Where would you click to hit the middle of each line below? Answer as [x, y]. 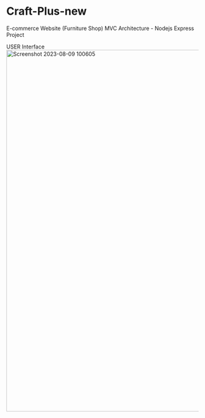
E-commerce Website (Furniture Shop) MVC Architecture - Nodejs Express [100, 28]
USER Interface [25, 47]
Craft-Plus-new [47, 11]
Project [15, 34]
